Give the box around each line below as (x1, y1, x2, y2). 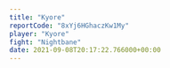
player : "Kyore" (9, 29, 69, 38)
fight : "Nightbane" (9, 37, 82, 47)
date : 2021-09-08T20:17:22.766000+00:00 (9, 46, 162, 55)
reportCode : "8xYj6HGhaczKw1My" (9, 21, 129, 30)
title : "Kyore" (9, 12, 66, 22)
